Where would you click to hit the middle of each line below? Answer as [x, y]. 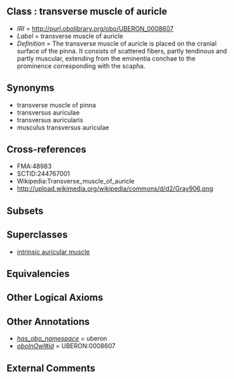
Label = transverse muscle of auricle [70, 36]
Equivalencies [38, 274]
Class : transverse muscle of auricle [87, 12]
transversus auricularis [50, 120]
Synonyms [31, 88]
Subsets [25, 211]
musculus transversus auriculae [63, 127]
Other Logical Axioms [55, 298]
